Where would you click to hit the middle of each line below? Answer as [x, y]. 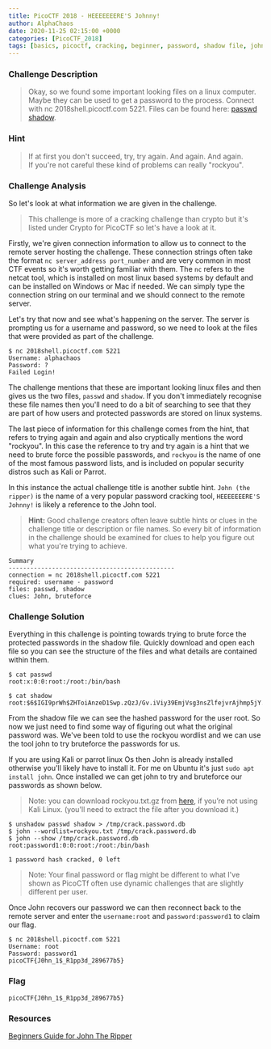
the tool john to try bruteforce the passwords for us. [94, 744]
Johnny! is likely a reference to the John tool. [83, 505]
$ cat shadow [30, 696]
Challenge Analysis [47, 185]
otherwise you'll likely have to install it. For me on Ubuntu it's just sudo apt [131, 768]
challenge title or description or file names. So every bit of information [144, 529]
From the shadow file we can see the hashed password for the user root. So [134, 718]
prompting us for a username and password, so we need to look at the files [133, 328]
